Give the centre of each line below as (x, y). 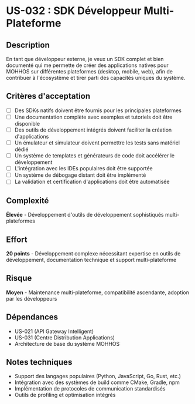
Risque (19, 278)
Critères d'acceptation (48, 96)
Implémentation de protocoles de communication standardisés (90, 389)
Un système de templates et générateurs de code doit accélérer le (94, 156)
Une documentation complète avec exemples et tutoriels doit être (93, 117)
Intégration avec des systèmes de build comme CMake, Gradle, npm (97, 382)
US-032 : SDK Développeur (74, 11)
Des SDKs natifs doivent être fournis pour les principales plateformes (98, 110)
